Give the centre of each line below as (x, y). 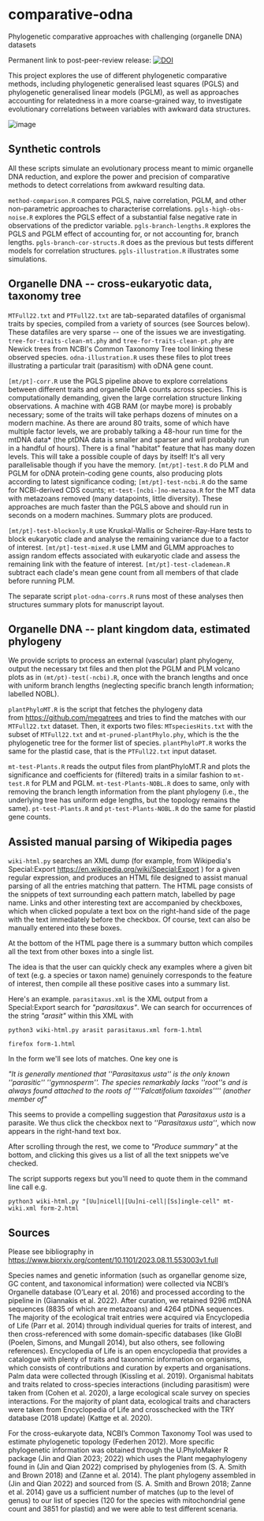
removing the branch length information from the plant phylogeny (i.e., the (129, 792)
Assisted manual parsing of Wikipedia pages (120, 841)
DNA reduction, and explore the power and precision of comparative (119, 176)
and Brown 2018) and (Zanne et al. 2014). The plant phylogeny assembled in (132, 1475)
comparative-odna (71, 15)
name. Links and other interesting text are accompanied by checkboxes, (125, 903)
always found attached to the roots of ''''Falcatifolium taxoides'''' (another (129, 1091)
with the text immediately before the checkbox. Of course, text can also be (129, 920)
